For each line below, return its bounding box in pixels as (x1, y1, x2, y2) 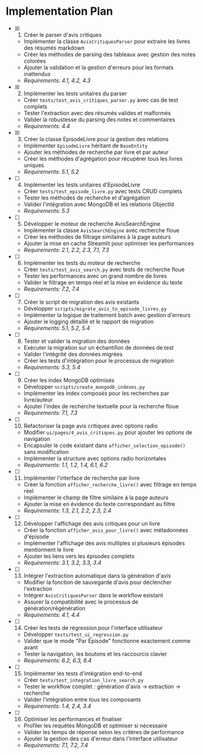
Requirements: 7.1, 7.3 (23, 409, 78, 416)
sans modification (23, 448, 69, 455)
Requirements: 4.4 (23, 122, 70, 129)
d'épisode (23, 532, 50, 540)
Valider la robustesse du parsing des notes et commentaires (23, 115, 175, 123)
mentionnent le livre (23, 546, 74, 553)
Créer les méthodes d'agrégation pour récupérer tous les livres (23, 155, 183, 162)
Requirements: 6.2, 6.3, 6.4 (23, 656, 92, 664)
